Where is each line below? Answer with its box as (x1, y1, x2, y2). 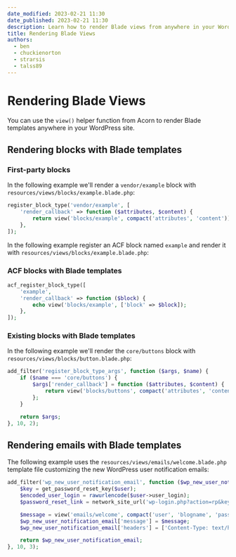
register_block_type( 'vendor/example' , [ (7, 202, 131, 209)
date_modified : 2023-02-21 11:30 (7, 10, 105, 18)
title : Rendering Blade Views (7, 30, 96, 37)
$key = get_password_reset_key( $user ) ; (20, 485, 137, 492)
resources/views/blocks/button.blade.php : (7, 354, 132, 362)
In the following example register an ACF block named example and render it (7, 240, 226, 249)
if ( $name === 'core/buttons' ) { (20, 374, 118, 381)
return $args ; (20, 413, 61, 420)
